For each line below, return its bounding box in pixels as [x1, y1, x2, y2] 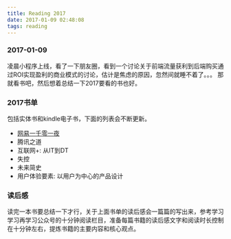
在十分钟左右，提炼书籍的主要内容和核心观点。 [7, 225, 140, 233]
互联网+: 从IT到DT [16, 146, 69, 154]
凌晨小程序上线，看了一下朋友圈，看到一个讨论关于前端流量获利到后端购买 [7, 62, 218, 70]
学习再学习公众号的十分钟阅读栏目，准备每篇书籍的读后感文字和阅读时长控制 [7, 216, 224, 225]
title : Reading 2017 [7, 10, 67, 17]
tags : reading [7, 23, 48, 29]
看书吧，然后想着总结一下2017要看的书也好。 [12, 79, 141, 87]
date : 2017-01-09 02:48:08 [7, 16, 85, 23]
